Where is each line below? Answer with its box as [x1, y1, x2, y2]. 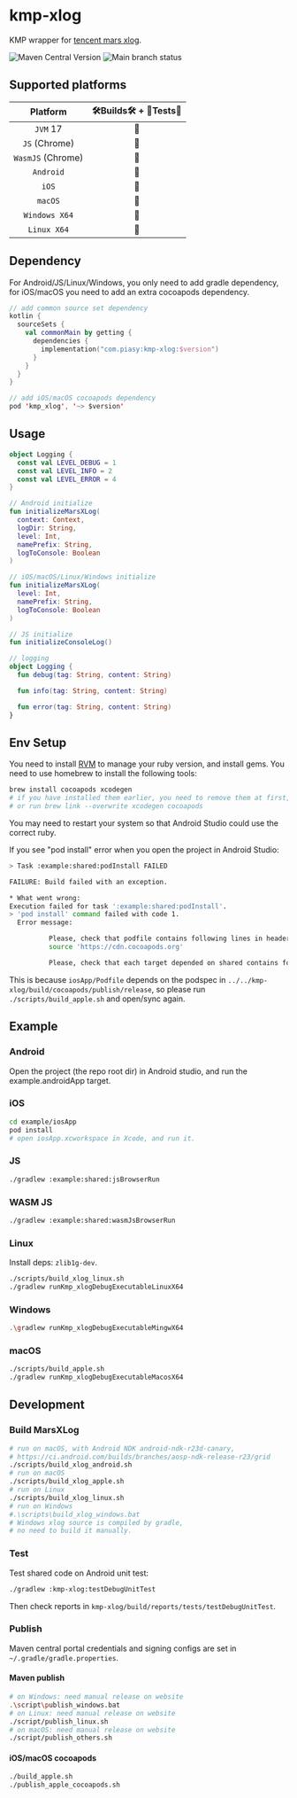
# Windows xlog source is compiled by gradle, [9, 1518, 184, 1527]
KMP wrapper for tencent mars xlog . [9, 35, 142, 45]
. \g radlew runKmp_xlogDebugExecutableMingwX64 [9, 1324, 184, 1333]
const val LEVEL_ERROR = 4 [17, 475, 117, 484]
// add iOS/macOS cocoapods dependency [9, 393, 156, 403]
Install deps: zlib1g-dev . [9, 1257, 97, 1268]
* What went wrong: [9, 893, 81, 902]
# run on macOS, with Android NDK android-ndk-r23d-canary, [9, 1444, 236, 1453]
